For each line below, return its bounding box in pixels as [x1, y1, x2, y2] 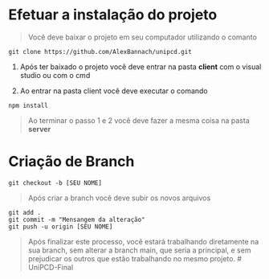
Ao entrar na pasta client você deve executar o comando [19, 86, 209, 96]
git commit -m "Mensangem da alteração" [8, 215, 146, 224]
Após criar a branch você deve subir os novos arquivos [27, 193, 211, 203]
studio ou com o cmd [19, 70, 91, 80]
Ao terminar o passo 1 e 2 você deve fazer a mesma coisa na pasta [27, 115, 251, 125]
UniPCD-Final [27, 262, 74, 272]
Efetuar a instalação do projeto [8, 6, 218, 24]
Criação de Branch [8, 153, 135, 170]
